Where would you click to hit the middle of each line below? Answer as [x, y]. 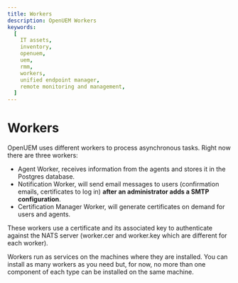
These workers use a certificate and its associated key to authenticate [110, 228]
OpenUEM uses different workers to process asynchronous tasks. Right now [119, 148]
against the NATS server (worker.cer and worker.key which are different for [117, 235]
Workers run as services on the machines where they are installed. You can [118, 257]
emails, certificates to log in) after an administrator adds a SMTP [113, 192]
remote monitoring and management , [73, 87]
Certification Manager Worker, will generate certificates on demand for [121, 207]
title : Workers [30, 14]
